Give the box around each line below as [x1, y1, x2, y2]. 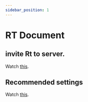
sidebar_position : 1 [5, 7, 50, 13]
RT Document [5, 29, 65, 41]
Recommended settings [5, 78, 83, 87]
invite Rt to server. [5, 49, 65, 59]
